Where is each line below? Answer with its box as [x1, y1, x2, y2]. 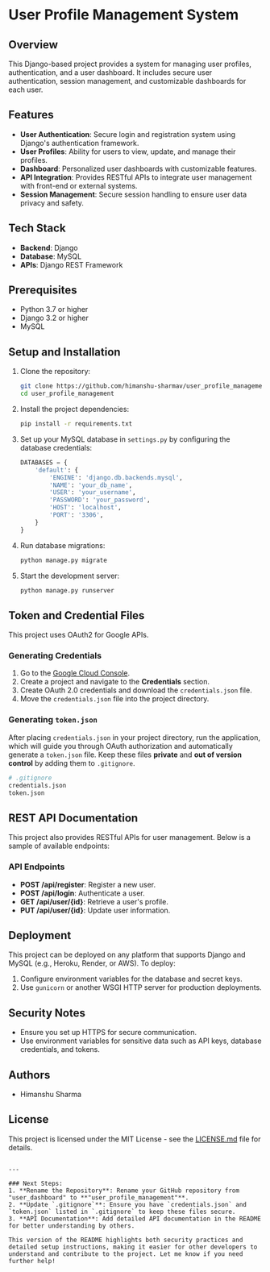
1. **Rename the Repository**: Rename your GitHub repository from [8, 1187, 240, 1195]
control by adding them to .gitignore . [8, 758, 135, 767]
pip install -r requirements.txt [19, 420, 133, 428]
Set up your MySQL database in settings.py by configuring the [19, 434, 231, 444]
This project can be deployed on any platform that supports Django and [8, 950, 246, 960]
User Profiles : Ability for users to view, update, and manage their [19, 147, 236, 156]
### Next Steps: [8, 1179, 63, 1187]
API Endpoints [8, 861, 65, 872]
